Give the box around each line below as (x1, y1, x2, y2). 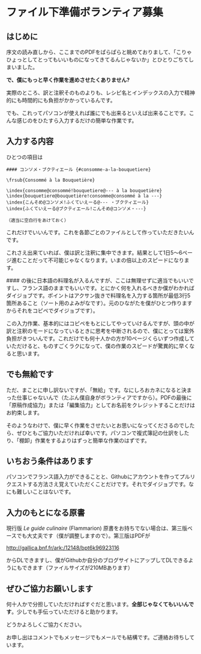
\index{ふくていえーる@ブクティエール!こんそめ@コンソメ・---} (6, 205, 146, 211)
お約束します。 (6, 409, 43, 416)
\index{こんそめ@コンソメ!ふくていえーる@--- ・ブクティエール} (6, 199, 149, 205)
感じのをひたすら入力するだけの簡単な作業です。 (16, 117, 137, 124)
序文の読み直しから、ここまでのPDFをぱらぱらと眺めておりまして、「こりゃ (6, 49, 192, 55)
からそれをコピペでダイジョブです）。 (6, 307, 98, 314)
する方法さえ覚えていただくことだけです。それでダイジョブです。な (26, 481, 194, 488)
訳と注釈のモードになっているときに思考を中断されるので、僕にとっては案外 (6, 327, 195, 334)
